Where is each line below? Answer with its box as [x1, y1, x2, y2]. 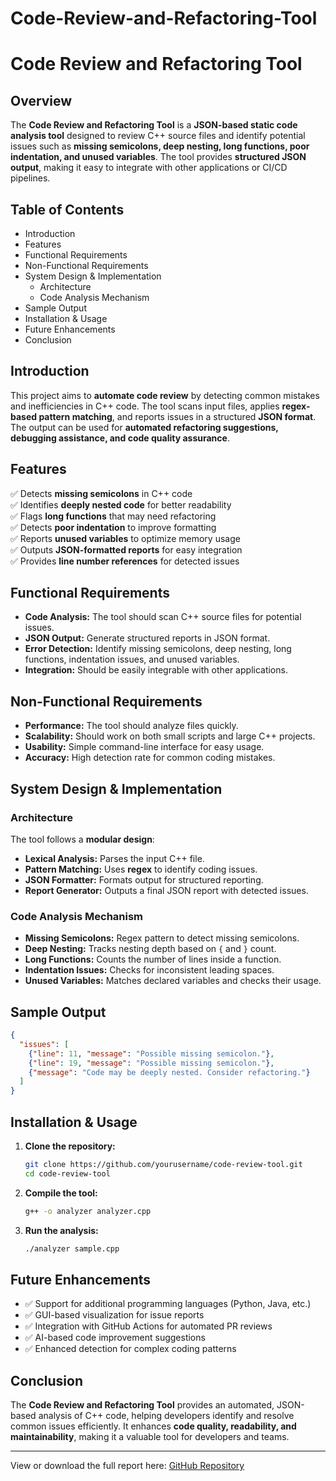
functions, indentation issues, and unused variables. [24, 653, 240, 666]
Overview [10, 92, 73, 109]
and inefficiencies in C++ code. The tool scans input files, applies [10, 400, 280, 412]
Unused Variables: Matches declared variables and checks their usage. [24, 975, 322, 987]
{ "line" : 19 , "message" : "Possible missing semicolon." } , [28, 1058, 275, 1068]
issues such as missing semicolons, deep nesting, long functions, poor [10, 140, 310, 152]
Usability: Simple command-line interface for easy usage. [24, 741, 265, 753]
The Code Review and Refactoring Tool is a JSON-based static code [10, 119, 298, 131]
